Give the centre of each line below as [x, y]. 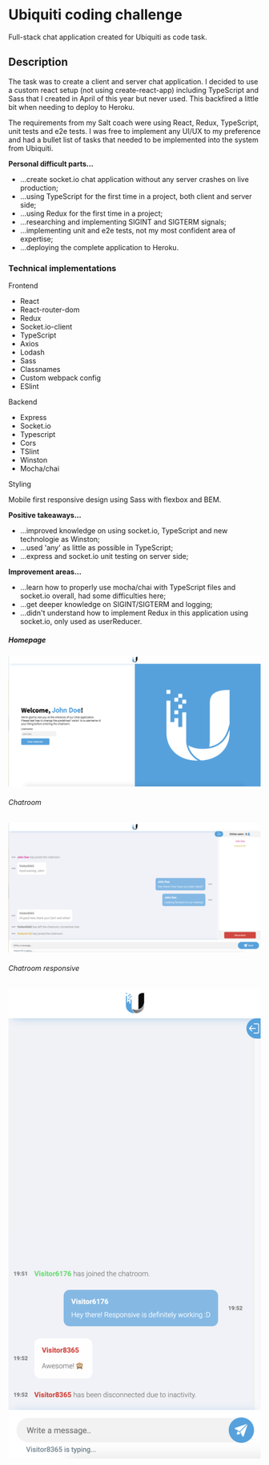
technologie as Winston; [60, 540]
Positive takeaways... [45, 516]
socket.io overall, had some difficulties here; [93, 596]
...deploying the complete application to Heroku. [99, 247]
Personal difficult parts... [51, 164]
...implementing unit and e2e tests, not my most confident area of [128, 230]
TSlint [30, 451]
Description [38, 62]
